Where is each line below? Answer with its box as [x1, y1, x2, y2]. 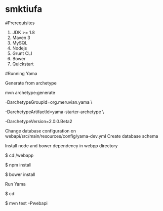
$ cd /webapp [5, 152, 34, 158]
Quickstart [12, 61, 34, 67]
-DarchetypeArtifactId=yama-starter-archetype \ [5, 109, 104, 115]
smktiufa [5, 3, 42, 15]
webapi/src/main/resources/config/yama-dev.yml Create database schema [5, 133, 159, 139]
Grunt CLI [12, 50, 32, 56]
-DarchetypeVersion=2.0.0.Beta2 [5, 118, 73, 124]
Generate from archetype [5, 80, 57, 86]
